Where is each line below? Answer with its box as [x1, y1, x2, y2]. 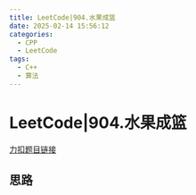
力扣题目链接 [9, 144, 56, 155]
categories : [9, 30, 53, 38]
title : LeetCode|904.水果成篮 [9, 13, 116, 22]
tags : [9, 55, 29, 64]
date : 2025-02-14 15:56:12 [9, 21, 110, 30]
